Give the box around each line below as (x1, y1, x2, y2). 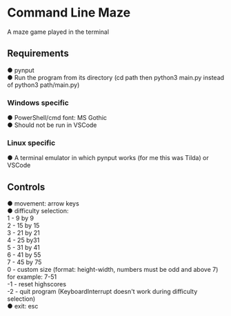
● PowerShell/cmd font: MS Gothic (7, 114, 108, 122)
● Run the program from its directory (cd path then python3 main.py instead (7, 73, 225, 81)
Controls (7, 181, 46, 192)
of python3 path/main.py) (7, 81, 80, 89)
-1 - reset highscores (7, 280, 67, 288)
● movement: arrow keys (7, 199, 79, 208)
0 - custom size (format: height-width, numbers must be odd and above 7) (7, 266, 219, 274)
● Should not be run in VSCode (7, 121, 97, 129)
